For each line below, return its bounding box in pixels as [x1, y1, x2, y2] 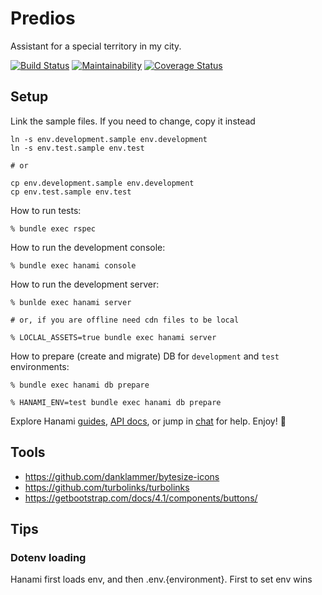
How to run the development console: [10, 241, 166, 253]
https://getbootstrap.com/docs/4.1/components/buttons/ [24, 492, 258, 504]
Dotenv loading [10, 550, 87, 564]
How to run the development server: [10, 278, 160, 290]
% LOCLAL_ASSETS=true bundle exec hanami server [10, 332, 217, 342]
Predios [10, 7, 76, 30]
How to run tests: [10, 204, 82, 216]
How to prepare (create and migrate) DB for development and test [10, 350, 280, 362]
